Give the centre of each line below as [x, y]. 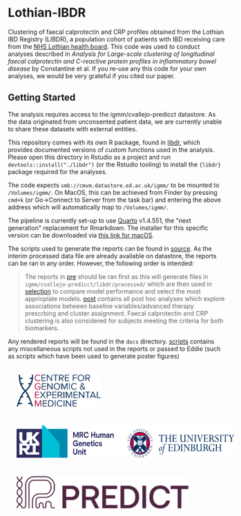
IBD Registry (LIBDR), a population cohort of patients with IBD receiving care [116, 39]
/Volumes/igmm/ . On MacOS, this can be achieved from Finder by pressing [113, 192]
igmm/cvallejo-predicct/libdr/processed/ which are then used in [118, 284]
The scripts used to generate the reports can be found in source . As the [110, 248]
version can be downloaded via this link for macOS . [81, 235]
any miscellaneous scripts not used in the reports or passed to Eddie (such [114, 348]
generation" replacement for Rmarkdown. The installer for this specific [108, 228]
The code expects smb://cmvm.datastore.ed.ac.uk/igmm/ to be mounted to [114, 185]
